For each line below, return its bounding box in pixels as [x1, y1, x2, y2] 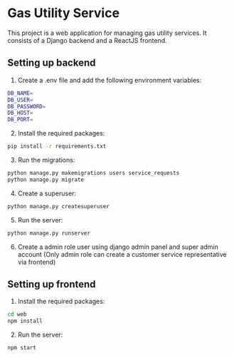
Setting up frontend [7, 278, 96, 290]
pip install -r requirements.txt [7, 143, 107, 150]
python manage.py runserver [7, 230, 91, 237]
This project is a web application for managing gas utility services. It [7, 29, 208, 37]
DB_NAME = [7, 89, 33, 97]
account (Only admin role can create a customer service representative [17, 250, 227, 258]
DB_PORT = [7, 116, 33, 123]
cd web [7, 311, 27, 318]
